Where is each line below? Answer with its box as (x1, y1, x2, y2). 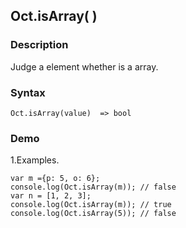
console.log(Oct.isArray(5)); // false (10, 209, 177, 219)
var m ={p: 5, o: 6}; (10, 174, 101, 184)
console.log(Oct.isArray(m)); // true (10, 200, 172, 210)
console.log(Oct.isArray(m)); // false (10, 182, 177, 193)
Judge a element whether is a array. (10, 60, 159, 73)
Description (10, 38, 69, 52)
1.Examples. (10, 154, 60, 166)
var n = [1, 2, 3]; (10, 191, 92, 201)
